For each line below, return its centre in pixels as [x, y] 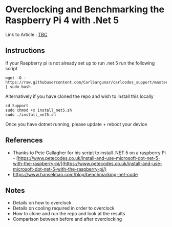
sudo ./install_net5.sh [31, 115]
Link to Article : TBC [26, 34]
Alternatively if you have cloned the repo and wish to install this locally [79, 96]
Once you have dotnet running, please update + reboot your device [76, 124]
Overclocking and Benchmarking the [85, 9]
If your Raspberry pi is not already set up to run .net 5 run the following [80, 63]
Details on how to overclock [42, 203]
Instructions [25, 50]
